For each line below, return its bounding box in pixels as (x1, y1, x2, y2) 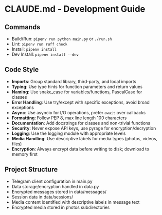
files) (11, 141, 22, 147)
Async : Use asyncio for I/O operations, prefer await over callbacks (11, 109, 146, 115)
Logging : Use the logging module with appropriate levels (11, 130, 126, 136)
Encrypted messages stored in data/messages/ (11, 189, 107, 194)
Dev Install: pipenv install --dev (11, 51, 79, 57)
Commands (4, 23, 41, 31)
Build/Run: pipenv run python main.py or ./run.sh (11, 36, 112, 42)
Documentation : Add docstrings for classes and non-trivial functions (11, 120, 150, 126)
